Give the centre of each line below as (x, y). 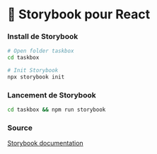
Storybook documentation (45, 143)
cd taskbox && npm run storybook (57, 110)
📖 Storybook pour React (79, 14)
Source (20, 128)
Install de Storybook (43, 37)
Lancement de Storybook (52, 95)
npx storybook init (36, 77)
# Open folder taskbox (41, 51)
